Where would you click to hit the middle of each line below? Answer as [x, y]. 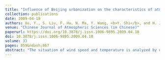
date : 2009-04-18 [23, 18]
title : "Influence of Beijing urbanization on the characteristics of [79, 9]
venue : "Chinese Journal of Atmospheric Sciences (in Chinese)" [72, 28]
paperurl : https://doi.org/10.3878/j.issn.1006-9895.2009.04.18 [72, 32]
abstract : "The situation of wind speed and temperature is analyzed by [81, 50]
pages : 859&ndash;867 [27, 45]
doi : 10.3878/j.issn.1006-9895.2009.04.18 [49, 37]
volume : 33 [16, 41]
